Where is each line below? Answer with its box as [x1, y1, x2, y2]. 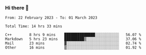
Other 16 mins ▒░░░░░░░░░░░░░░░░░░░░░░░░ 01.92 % [5, 45, 141, 50]
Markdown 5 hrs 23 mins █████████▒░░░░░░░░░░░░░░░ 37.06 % [5, 37, 141, 42]
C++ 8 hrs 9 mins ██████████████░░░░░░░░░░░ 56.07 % [5, 33, 141, 37]
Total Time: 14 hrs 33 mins [5, 24, 63, 29]
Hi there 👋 [5, 4, 29, 11]
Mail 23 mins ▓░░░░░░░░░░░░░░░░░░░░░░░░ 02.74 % [5, 41, 141, 46]
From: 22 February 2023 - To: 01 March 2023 [5, 16, 97, 20]
